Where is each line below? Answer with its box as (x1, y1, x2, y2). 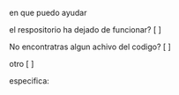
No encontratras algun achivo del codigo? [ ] (9, 41, 172, 52)
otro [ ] (9, 59, 34, 69)
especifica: (9, 76, 50, 86)
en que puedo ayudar (9, 8, 87, 18)
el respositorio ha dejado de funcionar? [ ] (9, 25, 161, 34)
